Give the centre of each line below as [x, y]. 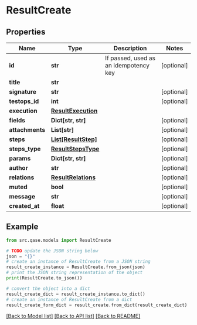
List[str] [62, 130]
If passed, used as [130, 58]
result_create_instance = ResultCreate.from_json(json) [76, 267]
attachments [27, 130]
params [20, 158]
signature [23, 92]
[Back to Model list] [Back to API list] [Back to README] [73, 316]
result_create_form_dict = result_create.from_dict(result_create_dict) [97, 305]
